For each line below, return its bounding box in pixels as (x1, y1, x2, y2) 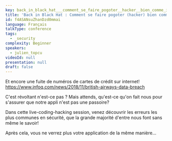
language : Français (5, 21, 47, 27)
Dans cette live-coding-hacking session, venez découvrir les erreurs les (5, 109, 158, 115)
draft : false (5, 64, 33, 69)
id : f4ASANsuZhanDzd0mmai (5, 17, 60, 22)
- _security (10, 36, 36, 41)
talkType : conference (5, 27, 52, 32)
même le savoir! (5, 120, 39, 126)
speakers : (5, 45, 27, 51)
